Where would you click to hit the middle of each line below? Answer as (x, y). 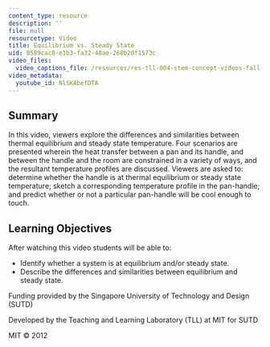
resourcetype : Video (43, 38)
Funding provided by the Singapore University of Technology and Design (129, 296)
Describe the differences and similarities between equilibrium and (129, 272)
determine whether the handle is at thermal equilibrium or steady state (125, 178)
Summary (33, 115)
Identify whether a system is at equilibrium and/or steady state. (125, 263)
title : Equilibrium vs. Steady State (72, 46)
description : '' (35, 23)
